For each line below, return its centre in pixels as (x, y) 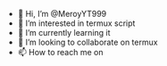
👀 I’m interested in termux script (76, 23)
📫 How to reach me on (60, 52)
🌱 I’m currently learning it (64, 33)
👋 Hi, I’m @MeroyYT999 (62, 14)
